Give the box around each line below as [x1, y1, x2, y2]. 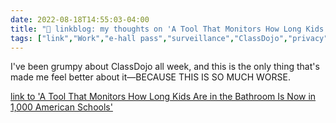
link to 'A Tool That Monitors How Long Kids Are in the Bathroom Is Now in [10, 91, 317, 103]
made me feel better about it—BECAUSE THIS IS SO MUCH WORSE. [10, 71, 291, 83]
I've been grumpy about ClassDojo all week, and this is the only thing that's [10, 61, 320, 73]
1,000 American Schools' [10, 101, 113, 113]
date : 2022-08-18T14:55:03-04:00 [10, 14, 150, 25]
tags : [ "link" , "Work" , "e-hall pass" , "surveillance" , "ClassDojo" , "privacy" [10, 33, 329, 43]
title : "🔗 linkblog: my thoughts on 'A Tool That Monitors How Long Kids [10, 24, 325, 34]
